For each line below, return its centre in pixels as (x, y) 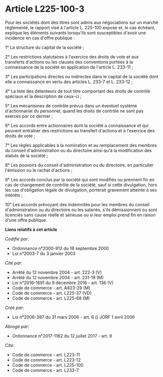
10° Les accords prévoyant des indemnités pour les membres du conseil (77, 204)
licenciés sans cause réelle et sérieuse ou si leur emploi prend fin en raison (80, 215)
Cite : (10, 345)
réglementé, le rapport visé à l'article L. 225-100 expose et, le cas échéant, (80, 27)
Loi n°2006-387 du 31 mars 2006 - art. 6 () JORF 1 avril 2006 (73, 317)
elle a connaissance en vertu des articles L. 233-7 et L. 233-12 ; (69, 82)
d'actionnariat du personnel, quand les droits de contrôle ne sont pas (74, 111)
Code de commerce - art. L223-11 (46, 355)
